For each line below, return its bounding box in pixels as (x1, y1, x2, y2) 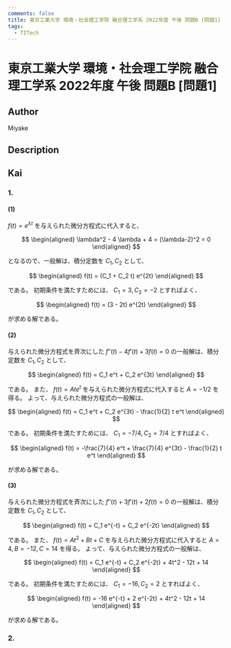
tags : (8, 23, 23, 30)
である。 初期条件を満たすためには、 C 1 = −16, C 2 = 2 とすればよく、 (8, 579, 203, 590)
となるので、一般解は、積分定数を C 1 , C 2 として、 (8, 256, 148, 267)
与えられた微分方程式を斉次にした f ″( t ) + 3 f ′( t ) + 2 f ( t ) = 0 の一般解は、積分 (8, 498, 219, 506)
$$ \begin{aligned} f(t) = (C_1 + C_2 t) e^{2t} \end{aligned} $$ (29, 271, 203, 280)
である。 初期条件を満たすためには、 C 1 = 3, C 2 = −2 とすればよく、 (8, 286, 201, 295)
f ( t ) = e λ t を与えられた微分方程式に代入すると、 (8, 221, 143, 230)
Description (8, 144, 59, 155)
